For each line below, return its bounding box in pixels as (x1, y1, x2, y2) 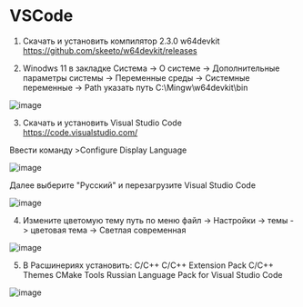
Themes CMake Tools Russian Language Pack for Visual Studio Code (22, 269, 283, 280)
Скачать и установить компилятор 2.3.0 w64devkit (22, 35, 220, 46)
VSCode (9, 5, 74, 26)
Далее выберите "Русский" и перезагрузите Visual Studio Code (9, 179, 257, 191)
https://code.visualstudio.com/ (22, 126, 138, 137)
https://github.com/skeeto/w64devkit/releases (22, 45, 197, 55)
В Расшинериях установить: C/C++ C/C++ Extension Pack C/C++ (22, 260, 275, 271)
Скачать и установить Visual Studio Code (22, 117, 182, 128)
